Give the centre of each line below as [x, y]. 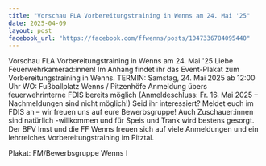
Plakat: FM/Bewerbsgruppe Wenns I [68, 153]
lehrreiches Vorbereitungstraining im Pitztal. [81, 138]
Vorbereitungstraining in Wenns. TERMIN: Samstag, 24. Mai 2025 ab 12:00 [132, 78]
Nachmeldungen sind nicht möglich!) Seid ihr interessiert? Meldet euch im [131, 103]
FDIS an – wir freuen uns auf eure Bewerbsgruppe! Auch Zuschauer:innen [131, 112]
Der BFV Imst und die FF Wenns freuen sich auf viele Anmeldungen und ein [134, 129]
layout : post [30, 30]
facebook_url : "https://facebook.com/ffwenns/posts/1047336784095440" [129, 38]
